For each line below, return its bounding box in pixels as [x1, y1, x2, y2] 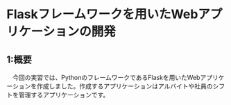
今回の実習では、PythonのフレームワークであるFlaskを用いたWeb [12, 74, 200, 81]
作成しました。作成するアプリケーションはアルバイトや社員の [36, 82, 213, 90]
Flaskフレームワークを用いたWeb [6, 6, 198, 22]
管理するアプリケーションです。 [18, 91, 110, 99]
